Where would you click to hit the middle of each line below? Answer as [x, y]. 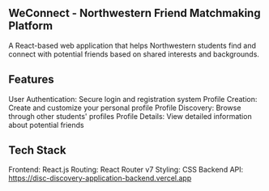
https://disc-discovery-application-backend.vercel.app [100, 178]
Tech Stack [37, 150]
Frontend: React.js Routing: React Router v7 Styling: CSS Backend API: [126, 170]
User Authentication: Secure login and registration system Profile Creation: [133, 99]
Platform [31, 26]
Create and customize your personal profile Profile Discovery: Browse [125, 108]
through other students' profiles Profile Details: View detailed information [130, 116]
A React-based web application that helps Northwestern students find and [132, 45]
